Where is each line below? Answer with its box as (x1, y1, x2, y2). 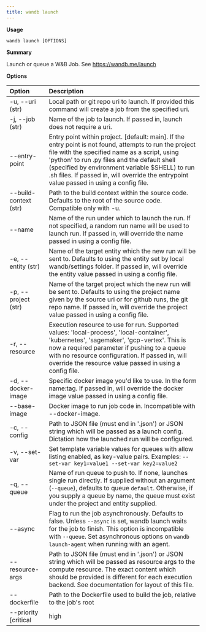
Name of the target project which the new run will (48, 280, 191, 288)
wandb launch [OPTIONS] (6, 37, 67, 44)
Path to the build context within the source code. (48, 188, 188, 197)
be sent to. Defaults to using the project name (48, 287, 180, 296)
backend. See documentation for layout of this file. (48, 580, 194, 589)
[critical (9, 615, 32, 624)
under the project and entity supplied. (48, 499, 158, 507)
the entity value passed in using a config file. (48, 269, 178, 278)
